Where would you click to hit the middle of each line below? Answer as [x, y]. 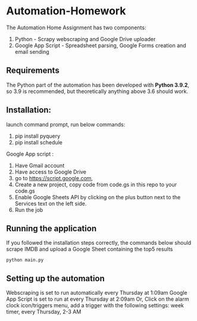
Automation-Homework [66, 11]
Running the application [51, 228]
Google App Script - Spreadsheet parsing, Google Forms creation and [100, 45]
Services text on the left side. [51, 203]
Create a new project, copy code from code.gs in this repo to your [96, 184]
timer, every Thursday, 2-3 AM [44, 312]
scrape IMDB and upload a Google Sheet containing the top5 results [90, 249]
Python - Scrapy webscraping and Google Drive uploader [85, 39]
